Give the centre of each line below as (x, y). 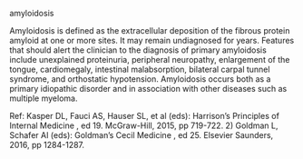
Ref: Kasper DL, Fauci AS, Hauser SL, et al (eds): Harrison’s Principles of (144, 116)
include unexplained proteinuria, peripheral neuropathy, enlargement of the (150, 60)
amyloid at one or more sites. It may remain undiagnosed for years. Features (152, 40)
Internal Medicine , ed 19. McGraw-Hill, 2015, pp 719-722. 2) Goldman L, (144, 125)
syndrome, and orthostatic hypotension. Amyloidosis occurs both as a (140, 79)
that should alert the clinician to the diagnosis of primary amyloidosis (138, 50)
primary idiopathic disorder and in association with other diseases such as (148, 89)
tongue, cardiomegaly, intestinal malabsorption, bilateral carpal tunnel (140, 69)
